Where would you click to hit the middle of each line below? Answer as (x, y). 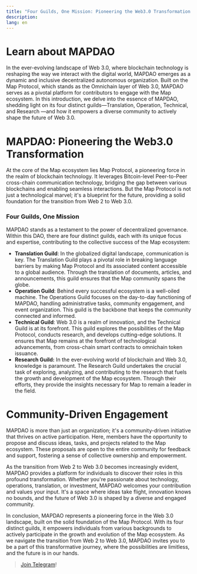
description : (22, 17)
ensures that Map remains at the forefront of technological (86, 341)
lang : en (17, 22)
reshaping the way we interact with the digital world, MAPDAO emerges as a (98, 74)
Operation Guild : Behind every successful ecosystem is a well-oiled (97, 291)
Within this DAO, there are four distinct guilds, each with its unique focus (94, 236)
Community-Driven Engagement (87, 414)
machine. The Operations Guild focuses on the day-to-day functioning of (103, 297)
